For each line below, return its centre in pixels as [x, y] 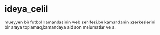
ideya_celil [26, 9]
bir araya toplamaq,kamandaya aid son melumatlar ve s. [60, 27]
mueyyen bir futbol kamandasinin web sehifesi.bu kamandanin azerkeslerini [80, 22]
